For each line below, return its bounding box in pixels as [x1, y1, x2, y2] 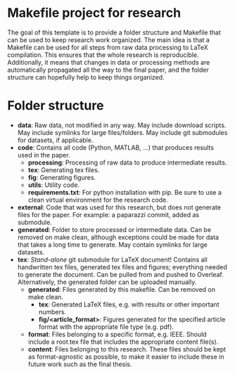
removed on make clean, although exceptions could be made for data [17, 233, 220, 241]
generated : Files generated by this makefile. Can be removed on [27, 285, 216, 293]
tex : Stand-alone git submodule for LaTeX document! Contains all [17, 255, 208, 264]
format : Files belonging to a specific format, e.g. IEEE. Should [27, 330, 207, 338]
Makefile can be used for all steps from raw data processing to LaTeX [7, 43, 209, 51]
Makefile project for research [7, 5, 182, 21]
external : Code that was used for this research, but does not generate [17, 202, 222, 212]
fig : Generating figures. [27, 173, 96, 181]
